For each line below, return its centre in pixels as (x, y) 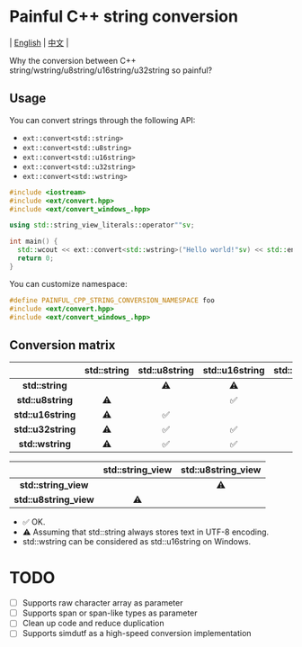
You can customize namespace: (68, 283)
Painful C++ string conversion (124, 17)
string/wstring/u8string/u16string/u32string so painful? (111, 70)
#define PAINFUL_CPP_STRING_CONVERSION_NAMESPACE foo (112, 300)
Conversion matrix (62, 345)
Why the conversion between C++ (73, 60)
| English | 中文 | (39, 42)
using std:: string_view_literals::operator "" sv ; (102, 225)
